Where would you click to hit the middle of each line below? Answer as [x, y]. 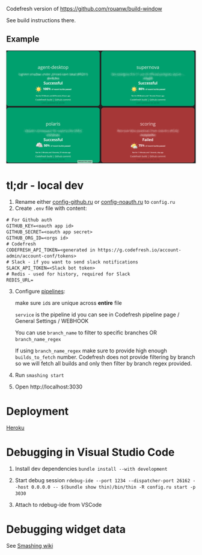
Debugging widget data [66, 529]
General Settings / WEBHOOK [52, 321]
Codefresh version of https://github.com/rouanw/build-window [84, 9]
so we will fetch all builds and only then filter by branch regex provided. [103, 364]
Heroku [15, 428]
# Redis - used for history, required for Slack [68, 274]
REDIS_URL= [20, 280]
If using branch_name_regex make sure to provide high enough [91, 351]
